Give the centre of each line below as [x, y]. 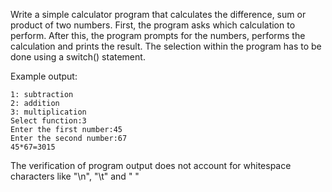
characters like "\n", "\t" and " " [75, 176]
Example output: [44, 76]
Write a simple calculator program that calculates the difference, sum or [158, 14]
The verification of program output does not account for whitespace [151, 165]
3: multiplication [48, 112]
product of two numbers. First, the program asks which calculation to [153, 25]
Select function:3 [48, 121]
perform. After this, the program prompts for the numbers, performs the [158, 35]
